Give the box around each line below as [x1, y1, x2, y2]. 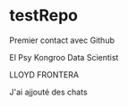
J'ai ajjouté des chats [9, 86, 88, 97]
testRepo [9, 5, 79, 26]
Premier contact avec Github [9, 35, 115, 45]
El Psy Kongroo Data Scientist [9, 52, 119, 62]
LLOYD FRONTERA [9, 69, 79, 80]
